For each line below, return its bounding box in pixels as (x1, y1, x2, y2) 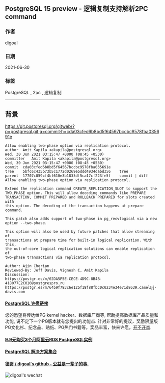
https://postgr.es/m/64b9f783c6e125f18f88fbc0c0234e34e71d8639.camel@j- (5, 285, 157, 290)
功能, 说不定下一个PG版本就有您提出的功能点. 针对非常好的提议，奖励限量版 (5, 318, 158, 324)
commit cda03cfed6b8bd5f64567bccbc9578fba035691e (5, 165, 111, 170)
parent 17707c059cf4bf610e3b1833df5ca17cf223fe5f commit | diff (5, 173, 148, 178)
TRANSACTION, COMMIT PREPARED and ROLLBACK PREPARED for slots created (5, 195, 155, 200)
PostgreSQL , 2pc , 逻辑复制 (5, 90, 62, 96)
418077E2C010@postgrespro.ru (5, 281, 65, 286)
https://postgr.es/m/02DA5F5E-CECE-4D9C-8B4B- (5, 276, 102, 281)
